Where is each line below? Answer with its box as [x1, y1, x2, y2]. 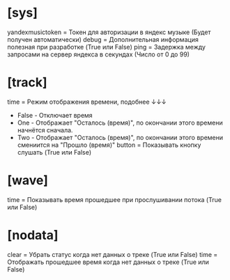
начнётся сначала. [17, 125, 73, 134]
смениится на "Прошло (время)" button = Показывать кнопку [17, 141, 201, 149]
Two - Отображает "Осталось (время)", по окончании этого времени [17, 133, 224, 141]
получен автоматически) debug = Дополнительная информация [7, 35, 199, 43]
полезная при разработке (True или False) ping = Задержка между [7, 42, 206, 51]
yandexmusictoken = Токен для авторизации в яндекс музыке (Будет [7, 28, 211, 36]
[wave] [7, 173, 49, 189]
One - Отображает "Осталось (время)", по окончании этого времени [17, 118, 223, 127]
